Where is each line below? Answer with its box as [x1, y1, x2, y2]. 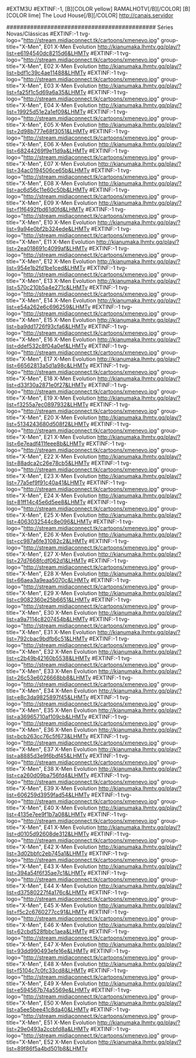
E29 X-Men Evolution [43, 590, 97, 596]
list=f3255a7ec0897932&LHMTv [6, 401, 89, 408]
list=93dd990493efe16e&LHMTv [6, 947, 89, 955]
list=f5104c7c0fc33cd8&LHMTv [6, 967, 87, 974]
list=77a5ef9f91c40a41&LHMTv [6, 479, 86, 486]
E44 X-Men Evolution [43, 882, 98, 890]
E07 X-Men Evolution [43, 160, 97, 167]
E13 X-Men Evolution [43, 277, 96, 284]
